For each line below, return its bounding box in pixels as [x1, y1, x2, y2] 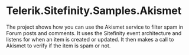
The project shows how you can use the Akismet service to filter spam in [6, 23, 184, 30]
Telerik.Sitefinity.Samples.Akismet [6, 4, 182, 18]
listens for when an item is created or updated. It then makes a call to [6, 36, 174, 43]
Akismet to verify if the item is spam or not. [6, 42, 111, 49]
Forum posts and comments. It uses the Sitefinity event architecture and [6, 29, 182, 36]
